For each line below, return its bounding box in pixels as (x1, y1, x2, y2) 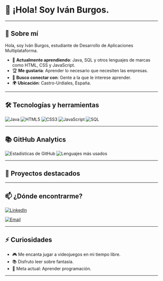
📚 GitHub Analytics (5, 135, 66, 143)
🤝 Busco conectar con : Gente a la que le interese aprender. (12, 75, 131, 80)
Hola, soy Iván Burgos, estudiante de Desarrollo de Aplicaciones (5, 42, 133, 48)
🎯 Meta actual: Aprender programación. (12, 265, 91, 271)
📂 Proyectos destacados (5, 169, 81, 177)
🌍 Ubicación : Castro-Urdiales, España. (12, 80, 91, 86)
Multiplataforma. (5, 47, 38, 53)
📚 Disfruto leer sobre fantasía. (12, 259, 74, 265)
